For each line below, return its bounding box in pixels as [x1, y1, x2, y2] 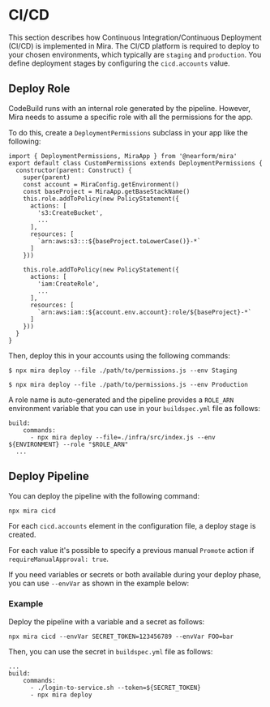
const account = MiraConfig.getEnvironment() [23, 180, 180, 188]
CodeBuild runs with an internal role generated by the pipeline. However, [8, 103, 251, 113]
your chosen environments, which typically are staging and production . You [8, 49, 262, 59]
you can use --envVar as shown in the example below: [8, 578, 190, 588]
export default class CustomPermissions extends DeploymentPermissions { [8, 159, 264, 167]
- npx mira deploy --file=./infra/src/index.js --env [29, 433, 216, 441]
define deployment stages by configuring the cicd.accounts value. [8, 58, 230, 68]
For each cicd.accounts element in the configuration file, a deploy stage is [8, 521, 256, 530]
